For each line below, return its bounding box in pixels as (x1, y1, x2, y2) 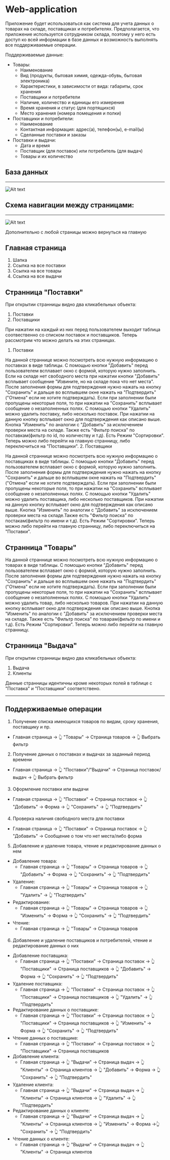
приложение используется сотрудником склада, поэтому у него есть (5, 31, 156, 37)
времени (12, 756, 32, 762)
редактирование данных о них (12, 942, 79, 948)
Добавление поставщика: (12, 952, 68, 959)
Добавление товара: (12, 858, 57, 864)
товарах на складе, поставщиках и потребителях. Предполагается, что (5, 25, 159, 31)
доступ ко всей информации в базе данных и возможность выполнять (5, 37, 158, 43)
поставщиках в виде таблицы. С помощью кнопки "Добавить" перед (5, 458, 154, 465)
